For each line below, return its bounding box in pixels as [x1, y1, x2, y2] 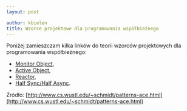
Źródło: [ [6, 92, 28, 99]
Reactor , [15, 73, 36, 81]
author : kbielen [6, 19, 47, 26]
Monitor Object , [15, 60, 55, 67]
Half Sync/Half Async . [15, 79, 71, 87]
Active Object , [15, 67, 51, 74]
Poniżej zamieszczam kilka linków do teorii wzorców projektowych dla [6, 42, 182, 49]
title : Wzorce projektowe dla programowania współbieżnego [6, 25, 159, 32]
